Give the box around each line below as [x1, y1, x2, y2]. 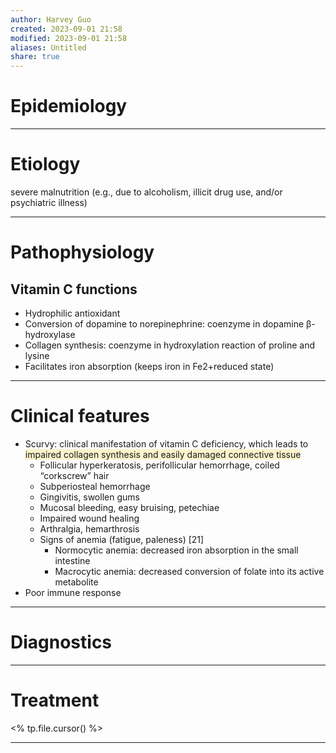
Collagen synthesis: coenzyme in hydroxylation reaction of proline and [24, 339, 316, 351]
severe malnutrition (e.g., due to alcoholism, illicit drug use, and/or [10, 186, 283, 198]
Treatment [10, 689, 100, 712]
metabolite [54, 576, 99, 588]
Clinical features [10, 405, 150, 428]
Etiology [10, 153, 81, 176]
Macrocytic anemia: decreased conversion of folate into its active [54, 565, 325, 577]
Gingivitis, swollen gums [39, 491, 140, 503]
